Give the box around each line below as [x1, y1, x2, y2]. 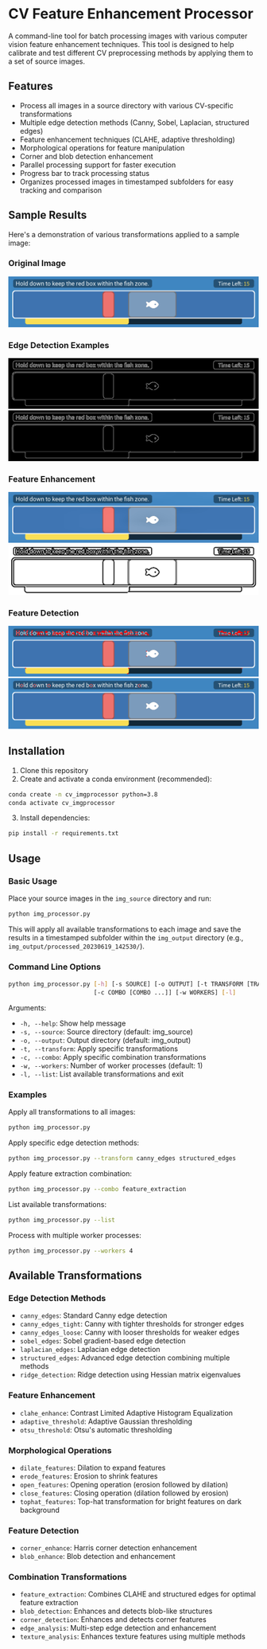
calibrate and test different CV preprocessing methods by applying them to [8, 48, 253, 57]
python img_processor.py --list [8, 1216, 115, 1224]
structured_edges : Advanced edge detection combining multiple [19, 1353, 230, 1362]
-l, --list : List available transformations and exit [19, 1069, 184, 1079]
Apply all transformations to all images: [8, 1108, 136, 1117]
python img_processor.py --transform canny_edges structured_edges [8, 1155, 237, 1163]
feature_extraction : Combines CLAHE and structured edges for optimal [19, 1589, 257, 1599]
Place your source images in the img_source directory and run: [8, 893, 212, 903]
